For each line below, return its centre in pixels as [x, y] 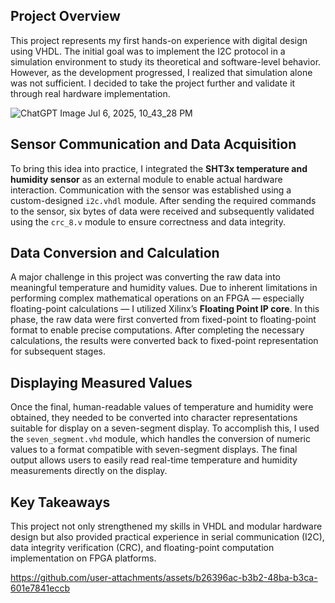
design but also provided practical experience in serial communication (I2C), [167, 537]
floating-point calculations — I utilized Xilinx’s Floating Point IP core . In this [165, 309]
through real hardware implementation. [90, 93]
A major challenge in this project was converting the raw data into [145, 277]
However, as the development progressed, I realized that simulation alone [161, 72]
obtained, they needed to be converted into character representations [154, 418]
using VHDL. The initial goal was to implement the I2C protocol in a [148, 51]
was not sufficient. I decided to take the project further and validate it [153, 83]
